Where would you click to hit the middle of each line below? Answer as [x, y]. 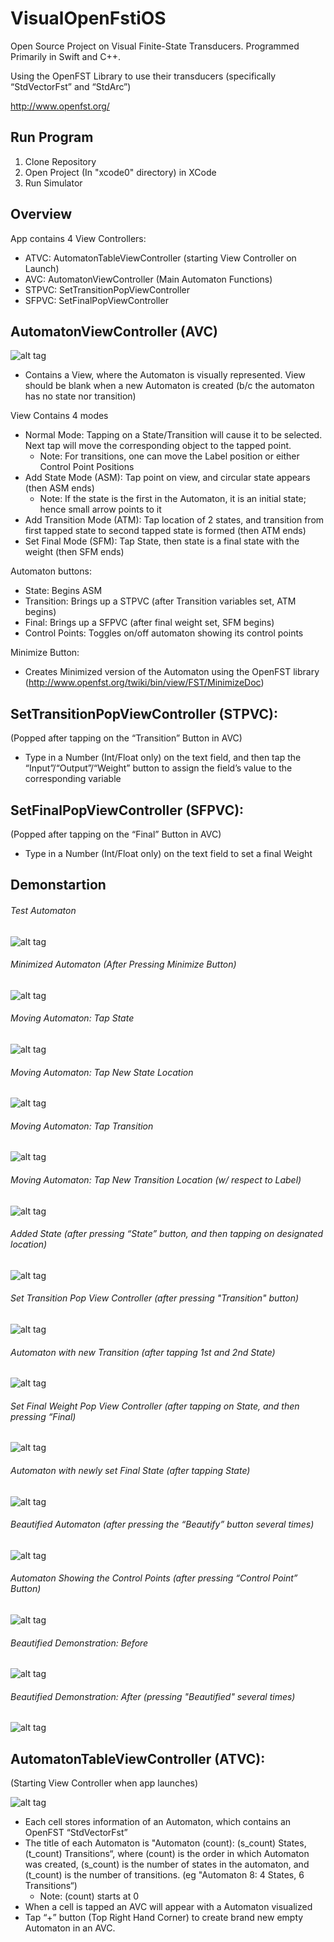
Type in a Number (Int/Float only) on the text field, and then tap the [163, 758]
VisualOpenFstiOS [88, 18]
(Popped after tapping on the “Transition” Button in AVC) [126, 738]
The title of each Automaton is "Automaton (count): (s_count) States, [165, 1843]
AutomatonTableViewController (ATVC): [138, 1758]
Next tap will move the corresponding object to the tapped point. [158, 446]
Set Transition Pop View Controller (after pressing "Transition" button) [155, 1298]
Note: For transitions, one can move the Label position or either [169, 456]
